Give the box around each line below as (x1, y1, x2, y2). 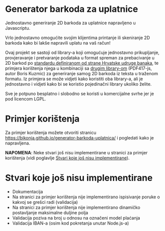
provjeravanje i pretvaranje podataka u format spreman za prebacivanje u (5, 54, 155, 60)
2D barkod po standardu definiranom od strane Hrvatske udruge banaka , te (5, 60, 159, 66)
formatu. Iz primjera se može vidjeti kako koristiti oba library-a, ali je (5, 76, 143, 82)
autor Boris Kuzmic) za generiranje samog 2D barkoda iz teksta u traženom (5, 70, 158, 76)
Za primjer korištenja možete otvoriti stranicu (5, 130, 96, 136)
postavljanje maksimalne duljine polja (12, 209, 88, 216)
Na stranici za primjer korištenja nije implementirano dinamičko (12, 204, 141, 210)
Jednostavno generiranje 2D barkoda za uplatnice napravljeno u (5, 20, 136, 26)
